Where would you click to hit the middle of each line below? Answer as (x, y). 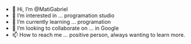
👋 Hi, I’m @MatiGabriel (40, 9)
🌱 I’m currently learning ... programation (61, 22)
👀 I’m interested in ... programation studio (63, 15)
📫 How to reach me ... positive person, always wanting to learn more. (99, 35)
